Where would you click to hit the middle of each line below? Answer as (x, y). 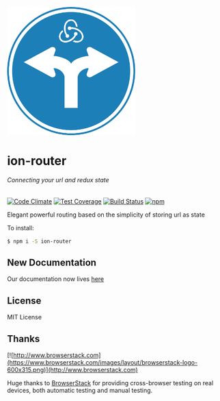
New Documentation (52, 263)
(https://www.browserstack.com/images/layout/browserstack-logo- (102, 363)
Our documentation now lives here (56, 279)
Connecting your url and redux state (58, 180)
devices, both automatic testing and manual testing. (80, 391)
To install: (20, 228)
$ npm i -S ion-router (39, 241)
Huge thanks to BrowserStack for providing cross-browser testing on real (110, 383)
